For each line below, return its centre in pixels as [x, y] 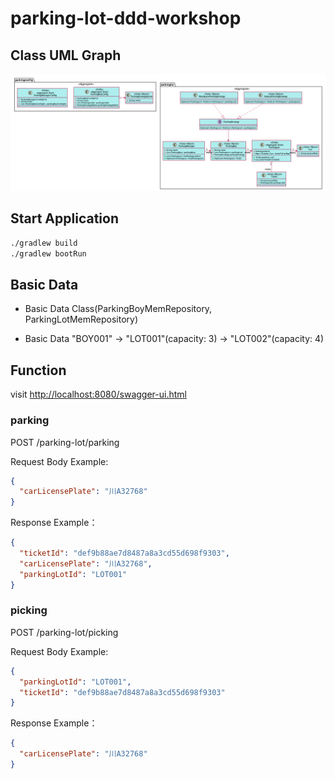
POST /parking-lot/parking [65, 442]
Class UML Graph [66, 55]
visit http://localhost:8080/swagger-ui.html [98, 394]
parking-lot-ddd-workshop [126, 18]
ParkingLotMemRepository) [81, 319]
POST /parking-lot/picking [64, 632]
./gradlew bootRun [48, 253]
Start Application [64, 218]
